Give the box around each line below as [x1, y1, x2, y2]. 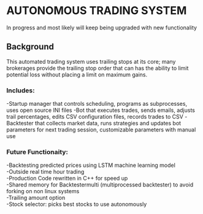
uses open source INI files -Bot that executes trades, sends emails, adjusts [6, 106, 195, 114]
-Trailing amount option [6, 194, 66, 202]
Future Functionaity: [6, 147, 69, 156]
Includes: [6, 86, 35, 95]
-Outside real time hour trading [6, 168, 85, 175]
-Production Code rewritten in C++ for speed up [6, 175, 128, 182]
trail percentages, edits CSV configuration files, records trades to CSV [6, 113, 184, 120]
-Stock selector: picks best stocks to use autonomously [6, 201, 147, 208]
